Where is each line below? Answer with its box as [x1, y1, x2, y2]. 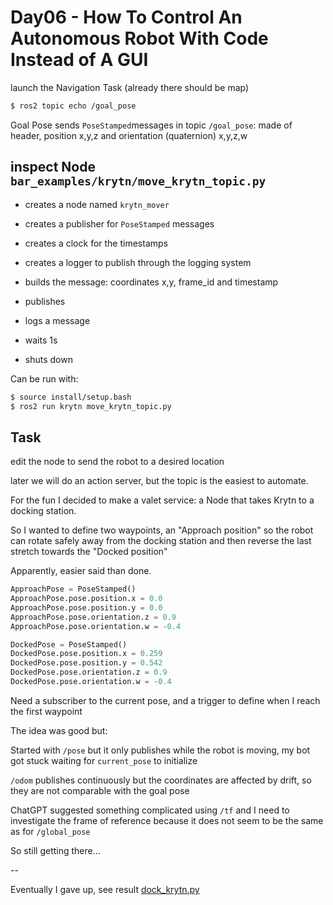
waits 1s [24, 334, 58, 346]
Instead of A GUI [10, 49, 149, 71]
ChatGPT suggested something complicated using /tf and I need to [10, 804, 290, 816]
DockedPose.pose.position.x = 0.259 [10, 649, 163, 659]
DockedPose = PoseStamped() [10, 639, 128, 650]
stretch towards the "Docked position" [10, 546, 168, 558]
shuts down [24, 353, 73, 365]
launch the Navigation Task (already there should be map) [10, 81, 250, 93]
